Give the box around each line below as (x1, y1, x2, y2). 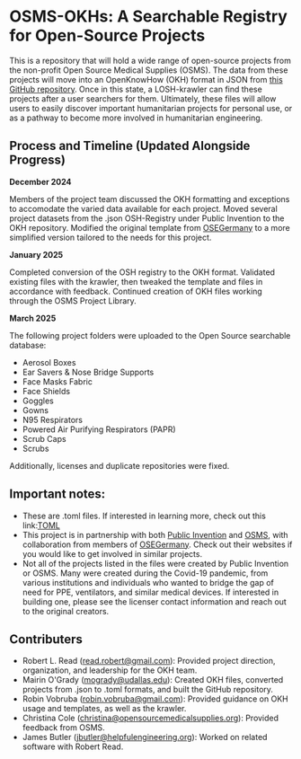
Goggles (22, 395, 54, 406)
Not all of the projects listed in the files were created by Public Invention (22, 558, 289, 569)
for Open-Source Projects (9, 25, 206, 46)
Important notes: (9, 487, 106, 502)
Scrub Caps (22, 433, 66, 444)
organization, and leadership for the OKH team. (22, 665, 198, 675)
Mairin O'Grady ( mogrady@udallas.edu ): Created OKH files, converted (22, 675, 284, 685)
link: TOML (22, 519, 60, 531)
